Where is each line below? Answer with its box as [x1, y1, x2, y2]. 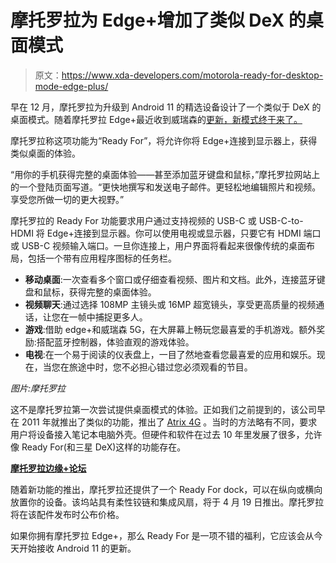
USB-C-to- [258, 214, 304, 226]
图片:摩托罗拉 [10, 382, 67, 394]
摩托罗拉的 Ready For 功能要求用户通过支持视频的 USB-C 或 [10, 214, 257, 226]
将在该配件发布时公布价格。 [10, 508, 125, 520]
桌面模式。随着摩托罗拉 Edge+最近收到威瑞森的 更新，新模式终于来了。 [10, 113, 303, 125]
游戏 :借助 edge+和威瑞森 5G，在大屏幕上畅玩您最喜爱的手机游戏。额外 [24, 323, 317, 335]
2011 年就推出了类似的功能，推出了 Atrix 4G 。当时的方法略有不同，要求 [21, 416, 318, 428]
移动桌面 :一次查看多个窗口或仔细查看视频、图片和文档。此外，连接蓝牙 [24, 273, 317, 285]
